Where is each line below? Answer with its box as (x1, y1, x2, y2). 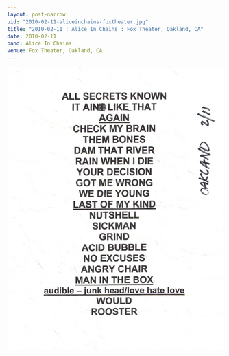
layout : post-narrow (7, 11, 67, 18)
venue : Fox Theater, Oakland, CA (7, 47, 103, 54)
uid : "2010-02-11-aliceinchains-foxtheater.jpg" (7, 18, 149, 25)
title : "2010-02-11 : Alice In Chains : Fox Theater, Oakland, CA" (7, 25, 204, 32)
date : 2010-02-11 (7, 33, 57, 40)
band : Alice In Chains (7, 40, 72, 47)
